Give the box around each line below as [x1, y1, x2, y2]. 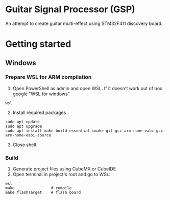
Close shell [12, 141, 36, 148]
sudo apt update [5, 119, 40, 124]
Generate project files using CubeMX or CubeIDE [12, 166, 116, 172]
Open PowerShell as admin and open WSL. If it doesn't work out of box [12, 85, 162, 91]
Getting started [5, 38, 71, 50]
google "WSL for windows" [12, 91, 70, 97]
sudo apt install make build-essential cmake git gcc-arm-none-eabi [5, 128, 154, 133]
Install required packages [12, 109, 66, 116]
